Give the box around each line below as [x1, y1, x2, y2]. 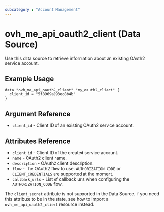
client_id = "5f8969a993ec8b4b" [9, 92, 76, 97]
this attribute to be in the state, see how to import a [5, 196, 109, 202]
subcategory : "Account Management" [5, 7, 80, 12]
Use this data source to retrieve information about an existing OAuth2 [5, 55, 145, 61]
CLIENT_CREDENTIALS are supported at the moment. [12, 171, 114, 177]
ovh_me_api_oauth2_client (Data [5, 28, 141, 39]
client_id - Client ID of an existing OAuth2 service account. [12, 122, 134, 128]
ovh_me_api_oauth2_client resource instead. [5, 201, 95, 207]
